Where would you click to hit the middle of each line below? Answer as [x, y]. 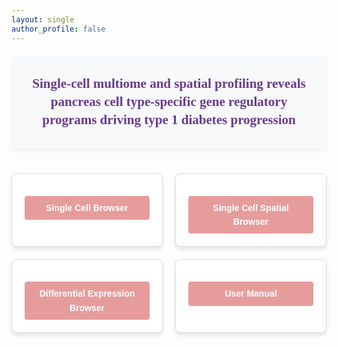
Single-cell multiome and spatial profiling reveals [169, 83]
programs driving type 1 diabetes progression [169, 120]
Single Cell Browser [87, 207]
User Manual [251, 294]
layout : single [43, 19]
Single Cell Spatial [250, 207]
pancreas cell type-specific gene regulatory [169, 101]
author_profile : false [58, 29]
